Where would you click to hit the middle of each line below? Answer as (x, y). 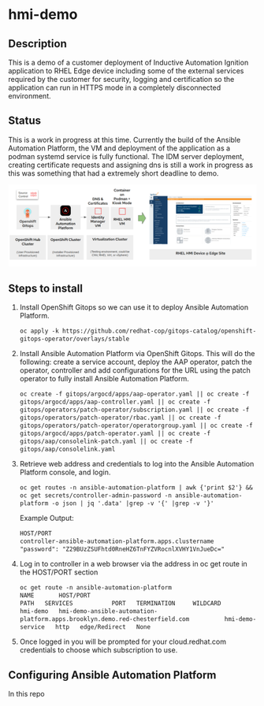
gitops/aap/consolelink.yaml (67, 450)
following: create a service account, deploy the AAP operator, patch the (136, 362)
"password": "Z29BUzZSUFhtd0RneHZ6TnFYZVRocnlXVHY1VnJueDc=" (122, 549)
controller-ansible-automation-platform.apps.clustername (117, 541)
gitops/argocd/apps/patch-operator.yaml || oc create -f (115, 434)
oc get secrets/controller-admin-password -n (95, 496)
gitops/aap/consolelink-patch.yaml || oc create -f (106, 442)
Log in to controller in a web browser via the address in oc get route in (134, 564)
